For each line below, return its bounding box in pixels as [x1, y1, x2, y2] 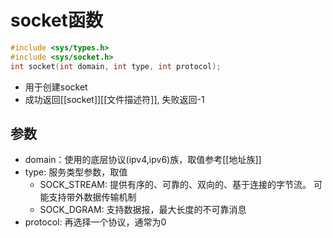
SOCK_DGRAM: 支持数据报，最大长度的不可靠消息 [39, 204, 247, 216]
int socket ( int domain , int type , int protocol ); [10, 61, 222, 71]
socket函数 [10, 9, 103, 32]
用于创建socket [24, 81, 88, 93]
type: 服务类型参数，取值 [24, 166, 128, 178]
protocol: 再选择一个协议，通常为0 [24, 216, 167, 228]
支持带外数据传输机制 [48, 191, 137, 203]
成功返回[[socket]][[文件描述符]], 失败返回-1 [24, 93, 205, 105]
